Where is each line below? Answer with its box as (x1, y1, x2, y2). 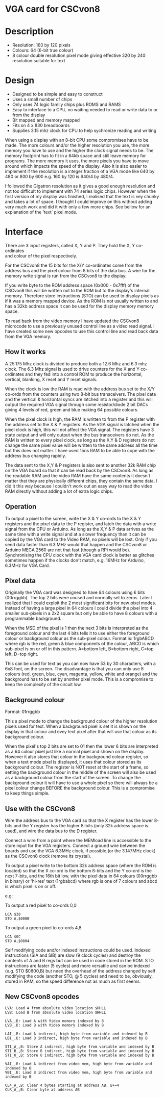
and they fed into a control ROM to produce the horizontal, (25, 371, 143, 377)
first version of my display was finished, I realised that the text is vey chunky (5, 194, 159, 200)
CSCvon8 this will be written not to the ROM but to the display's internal (5, 288, 150, 293)
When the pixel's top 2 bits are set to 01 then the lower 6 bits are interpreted (5, 743, 158, 749)
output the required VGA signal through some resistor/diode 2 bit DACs (5, 401, 148, 408)
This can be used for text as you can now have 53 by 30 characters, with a (5, 661, 156, 666)
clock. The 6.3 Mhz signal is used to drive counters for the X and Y (5, 366, 140, 372)
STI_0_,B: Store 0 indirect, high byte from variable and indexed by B (5, 1053, 154, 1058)
